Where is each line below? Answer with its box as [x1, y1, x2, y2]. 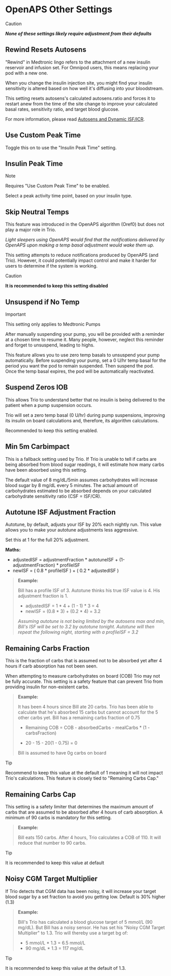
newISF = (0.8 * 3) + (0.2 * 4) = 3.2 [25, 608, 101, 615]
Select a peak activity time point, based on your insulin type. [5, 193, 133, 199]
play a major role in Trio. [5, 227, 56, 233]
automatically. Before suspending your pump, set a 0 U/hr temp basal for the [5, 357, 166, 363]
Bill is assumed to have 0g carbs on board [17, 750, 106, 756]
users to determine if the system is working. [5, 263, 98, 269]
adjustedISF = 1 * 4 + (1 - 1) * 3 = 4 [25, 603, 99, 609]
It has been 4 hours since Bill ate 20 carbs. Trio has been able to [17, 704, 154, 710]
